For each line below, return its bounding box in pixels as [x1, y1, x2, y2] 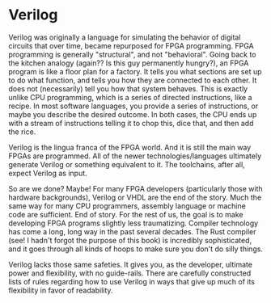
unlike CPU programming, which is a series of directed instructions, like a [8, 92, 252, 102]
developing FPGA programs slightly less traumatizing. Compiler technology [8, 218, 259, 228]
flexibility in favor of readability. [8, 285, 113, 295]
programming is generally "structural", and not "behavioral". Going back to [8, 49, 256, 59]
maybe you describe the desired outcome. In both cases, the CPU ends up [8, 109, 257, 119]
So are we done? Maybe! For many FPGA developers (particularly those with [8, 183, 263, 193]
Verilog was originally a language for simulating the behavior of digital [8, 32, 241, 42]
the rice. [8, 127, 36, 137]
